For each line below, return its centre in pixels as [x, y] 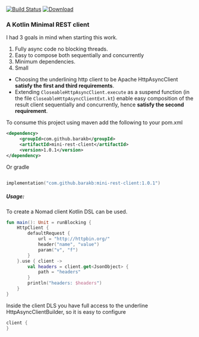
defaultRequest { [49, 234]
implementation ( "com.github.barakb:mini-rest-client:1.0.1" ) [83, 183]
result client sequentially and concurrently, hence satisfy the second [99, 105]
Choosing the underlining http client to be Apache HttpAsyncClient [96, 80]
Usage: [15, 197]
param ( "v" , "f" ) [58, 250]
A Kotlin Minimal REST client [48, 24]
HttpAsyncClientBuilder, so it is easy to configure [66, 311]
